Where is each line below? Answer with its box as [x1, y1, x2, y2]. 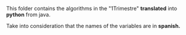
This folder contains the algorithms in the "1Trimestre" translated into [6, 5, 178, 12]
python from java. [6, 11, 51, 18]
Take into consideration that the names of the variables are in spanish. [6, 23, 181, 29]
